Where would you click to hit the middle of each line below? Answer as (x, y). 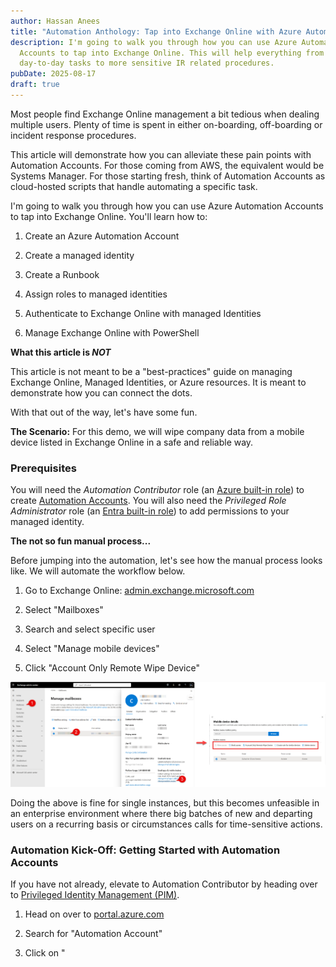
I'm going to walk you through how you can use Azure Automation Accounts (167, 206)
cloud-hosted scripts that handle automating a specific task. (134, 186)
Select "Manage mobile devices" (92, 649)
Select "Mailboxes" (64, 610)
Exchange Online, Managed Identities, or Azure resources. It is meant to (158, 382)
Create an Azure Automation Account (102, 236)
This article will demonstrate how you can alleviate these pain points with (161, 154)
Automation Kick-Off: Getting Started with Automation (145, 850)
